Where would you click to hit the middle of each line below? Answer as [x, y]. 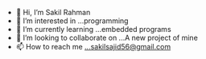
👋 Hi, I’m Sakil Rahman [53, 12]
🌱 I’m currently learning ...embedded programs [93, 29]
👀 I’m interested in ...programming [72, 21]
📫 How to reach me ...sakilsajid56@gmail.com [93, 47]
